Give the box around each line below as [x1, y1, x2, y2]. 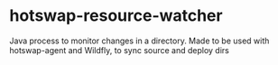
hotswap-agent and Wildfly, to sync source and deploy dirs [9, 44, 230, 55]
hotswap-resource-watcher [9, 5, 223, 26]
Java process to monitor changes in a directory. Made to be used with [9, 35, 270, 46]
